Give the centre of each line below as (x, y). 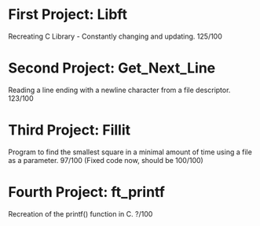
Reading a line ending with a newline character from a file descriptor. (119, 90)
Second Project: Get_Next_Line (112, 68)
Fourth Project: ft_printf (86, 192)
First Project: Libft (68, 15)
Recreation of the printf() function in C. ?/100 (81, 213)
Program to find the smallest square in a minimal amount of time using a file (130, 152)
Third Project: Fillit (70, 130)
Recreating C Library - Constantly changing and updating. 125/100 (115, 36)
